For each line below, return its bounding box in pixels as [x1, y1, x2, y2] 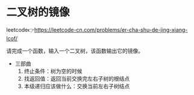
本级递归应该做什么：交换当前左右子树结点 [23, 82, 130, 90]
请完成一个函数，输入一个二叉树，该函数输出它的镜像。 [6, 47, 143, 54]
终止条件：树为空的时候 [23, 67, 83, 75]
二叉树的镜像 [6, 5, 70, 19]
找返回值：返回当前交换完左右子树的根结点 [23, 75, 130, 82]
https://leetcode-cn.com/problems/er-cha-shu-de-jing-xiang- [34, 26, 188, 33]
